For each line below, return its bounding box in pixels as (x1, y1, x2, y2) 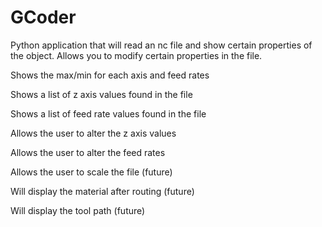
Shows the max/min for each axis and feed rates (10, 69, 210, 81)
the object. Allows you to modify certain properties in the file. (10, 49, 263, 61)
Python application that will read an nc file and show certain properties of (10, 39, 313, 51)
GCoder (10, 6, 77, 29)
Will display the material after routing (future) (10, 185, 195, 197)
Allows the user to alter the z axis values (10, 127, 177, 139)
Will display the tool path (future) (10, 204, 146, 216)
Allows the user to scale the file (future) (10, 166, 173, 178)
